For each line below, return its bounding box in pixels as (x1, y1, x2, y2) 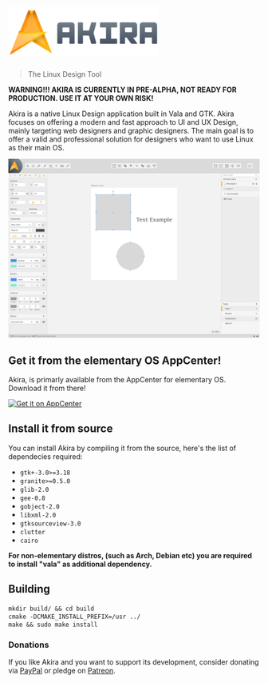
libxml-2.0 (19, 511, 57, 519)
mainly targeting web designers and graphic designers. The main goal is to (8, 126, 254, 135)
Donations (8, 639, 49, 650)
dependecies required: (8, 451, 83, 461)
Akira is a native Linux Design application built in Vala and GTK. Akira (8, 109, 235, 118)
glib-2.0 (19, 485, 49, 493)
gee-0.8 (19, 494, 45, 502)
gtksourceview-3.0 (19, 519, 81, 528)
